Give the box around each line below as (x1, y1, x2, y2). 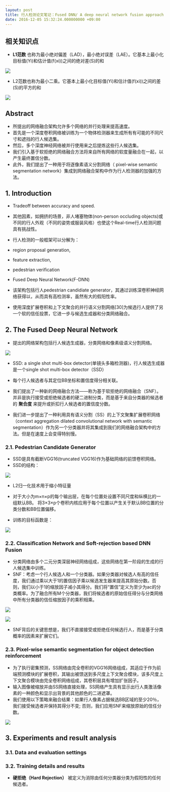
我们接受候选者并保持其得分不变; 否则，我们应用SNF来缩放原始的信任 (12, 702, 157, 709)
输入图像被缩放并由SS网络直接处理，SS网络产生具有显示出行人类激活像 (12, 684, 162, 690)
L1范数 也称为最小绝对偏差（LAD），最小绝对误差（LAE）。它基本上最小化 (12, 51, 164, 57)
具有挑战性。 (12, 226, 39, 232)
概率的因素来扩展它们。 (12, 633, 62, 639)
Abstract (5, 109, 34, 118)
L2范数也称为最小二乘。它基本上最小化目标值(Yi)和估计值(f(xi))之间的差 (12, 78, 161, 84)
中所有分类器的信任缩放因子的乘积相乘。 (12, 597, 97, 603)
